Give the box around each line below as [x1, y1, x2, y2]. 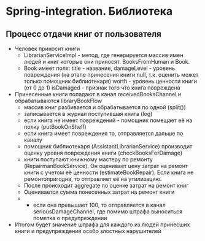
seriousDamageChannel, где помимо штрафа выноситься [33, 208, 183, 215]
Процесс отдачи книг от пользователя [6, 29, 162, 39]
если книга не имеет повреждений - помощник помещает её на [23, 117, 193, 124]
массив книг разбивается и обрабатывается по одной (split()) [23, 104, 187, 111]
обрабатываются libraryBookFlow [14, 97, 102, 104]
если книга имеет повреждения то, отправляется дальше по [23, 130, 184, 137]
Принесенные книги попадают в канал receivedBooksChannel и [14, 91, 182, 98]
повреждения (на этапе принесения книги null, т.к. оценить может [23, 71, 199, 78]
